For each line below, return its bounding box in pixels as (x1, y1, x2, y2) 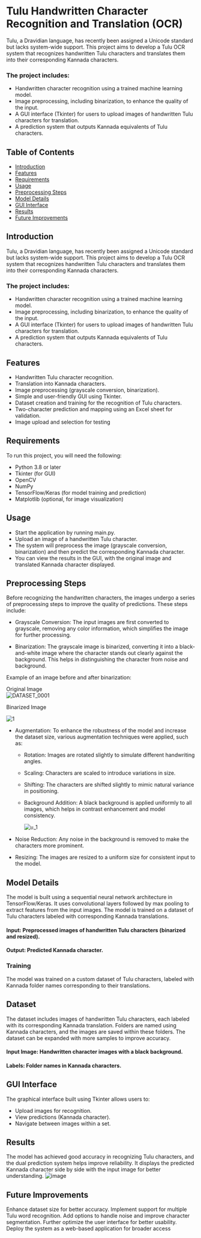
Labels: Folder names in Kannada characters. (6, 1062, 122, 1069)
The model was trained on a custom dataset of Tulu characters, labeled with (6, 975, 194, 982)
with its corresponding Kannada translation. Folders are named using (6, 1021, 177, 1029)
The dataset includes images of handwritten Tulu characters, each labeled (6, 1015, 190, 1023)
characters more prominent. (14, 842, 85, 849)
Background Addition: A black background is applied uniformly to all (23, 799, 192, 806)
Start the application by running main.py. (14, 528, 116, 536)
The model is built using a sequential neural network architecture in (6, 894, 173, 901)
